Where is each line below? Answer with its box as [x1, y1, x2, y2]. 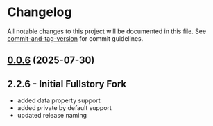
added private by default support [17, 104, 112, 112]
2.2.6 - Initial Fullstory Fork [7, 78, 127, 90]
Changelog [7, 4, 72, 20]
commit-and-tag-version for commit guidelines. [7, 34, 144, 42]
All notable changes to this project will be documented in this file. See [7, 27, 207, 35]
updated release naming [17, 111, 87, 120]
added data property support [17, 96, 101, 105]
